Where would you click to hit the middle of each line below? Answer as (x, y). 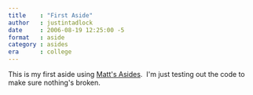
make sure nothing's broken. (54, 82)
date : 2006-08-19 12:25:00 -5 (66, 30)
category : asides (38, 45)
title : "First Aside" (50, 15)
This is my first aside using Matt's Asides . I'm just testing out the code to (126, 74)
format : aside (37, 37)
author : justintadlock (50, 23)
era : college (40, 52)
